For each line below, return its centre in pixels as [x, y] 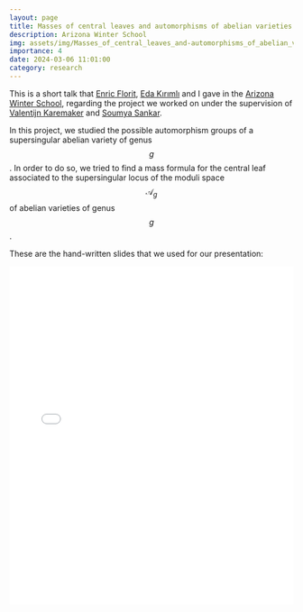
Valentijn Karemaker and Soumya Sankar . [86, 113]
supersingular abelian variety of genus [81, 140]
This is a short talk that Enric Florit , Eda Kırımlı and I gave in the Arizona [142, 93]
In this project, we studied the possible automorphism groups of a [132, 130]
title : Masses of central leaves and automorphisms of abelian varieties [151, 26]
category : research [46, 69]
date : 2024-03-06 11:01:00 [60, 59]
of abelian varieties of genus [62, 207]
